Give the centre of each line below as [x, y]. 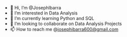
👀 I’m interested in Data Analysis [44, 13]
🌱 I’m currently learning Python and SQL [52, 18]
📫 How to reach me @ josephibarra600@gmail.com [64, 29]
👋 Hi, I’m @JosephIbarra [36, 8]
